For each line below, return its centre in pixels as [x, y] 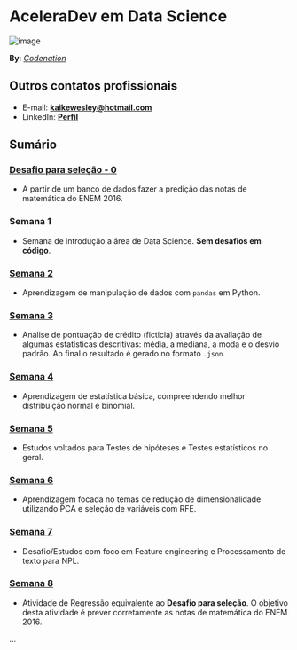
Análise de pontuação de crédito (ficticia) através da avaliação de [142, 335]
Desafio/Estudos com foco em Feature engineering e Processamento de [154, 551]
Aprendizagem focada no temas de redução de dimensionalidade [141, 499]
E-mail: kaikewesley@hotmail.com [87, 107]
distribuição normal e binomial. [78, 405]
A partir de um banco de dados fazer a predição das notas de [134, 189]
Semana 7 [31, 532]
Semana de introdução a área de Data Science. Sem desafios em [141, 240]
